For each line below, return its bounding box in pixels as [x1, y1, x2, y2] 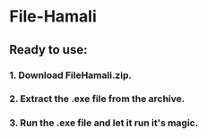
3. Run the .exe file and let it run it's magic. [9, 116, 199, 129]
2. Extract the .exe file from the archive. [9, 92, 185, 105]
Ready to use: [9, 42, 88, 57]
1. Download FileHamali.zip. [9, 69, 133, 82]
